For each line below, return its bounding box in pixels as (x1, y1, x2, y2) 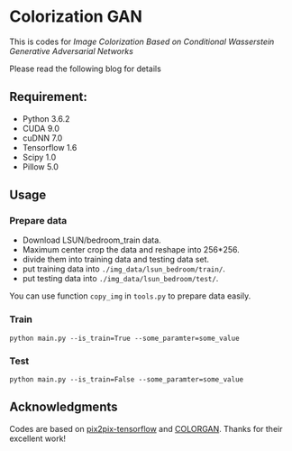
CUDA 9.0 (22, 123, 60, 133)
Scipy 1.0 (22, 152, 57, 162)
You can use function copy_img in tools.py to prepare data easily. (9, 290, 251, 301)
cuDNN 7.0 (22, 133, 63, 143)
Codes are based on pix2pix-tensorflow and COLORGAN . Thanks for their (9, 423, 283, 434)
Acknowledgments (9, 400, 119, 415)
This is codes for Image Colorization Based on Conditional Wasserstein (9, 36, 275, 47)
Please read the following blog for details (9, 63, 162, 74)
